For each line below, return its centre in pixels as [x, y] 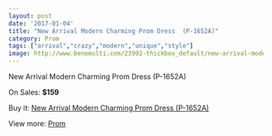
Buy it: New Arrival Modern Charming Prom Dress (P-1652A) [109, 108]
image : [19, 53]
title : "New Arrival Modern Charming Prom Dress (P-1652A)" [114, 31]
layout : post [30, 16]
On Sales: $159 [34, 92]
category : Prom [34, 38]
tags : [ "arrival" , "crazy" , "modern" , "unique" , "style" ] [101, 46]
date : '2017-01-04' [41, 23]
